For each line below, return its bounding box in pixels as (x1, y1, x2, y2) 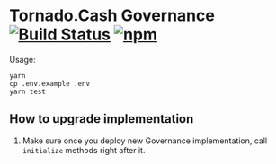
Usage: (9, 54, 36, 65)
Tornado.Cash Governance (9, 5, 216, 26)
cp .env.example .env (9, 79, 91, 88)
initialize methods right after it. (22, 144, 146, 155)
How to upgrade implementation (9, 111, 194, 126)
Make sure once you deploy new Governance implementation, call (22, 135, 268, 146)
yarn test (9, 87, 47, 96)
